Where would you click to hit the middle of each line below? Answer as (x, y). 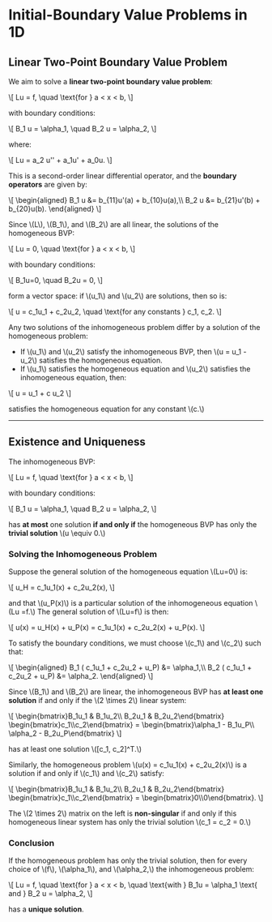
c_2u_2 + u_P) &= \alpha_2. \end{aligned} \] (81, 676)
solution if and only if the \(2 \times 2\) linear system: (98, 701)
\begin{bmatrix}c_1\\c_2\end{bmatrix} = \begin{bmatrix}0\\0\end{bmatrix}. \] (136, 798)
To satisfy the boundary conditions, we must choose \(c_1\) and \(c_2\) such (135, 643)
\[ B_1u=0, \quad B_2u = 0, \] (56, 280)
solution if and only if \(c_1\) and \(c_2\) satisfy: (86, 774)
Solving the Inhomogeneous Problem (83, 554)
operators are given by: (48, 184)
